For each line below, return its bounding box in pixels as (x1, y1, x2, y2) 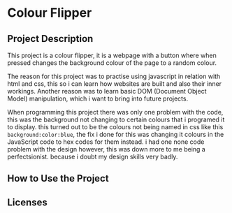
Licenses (7, 196, 48, 208)
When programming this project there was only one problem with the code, (7, 108, 224, 116)
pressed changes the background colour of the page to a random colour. (7, 59, 217, 67)
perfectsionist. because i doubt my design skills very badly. (7, 152, 178, 161)
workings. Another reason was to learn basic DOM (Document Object (7, 87, 207, 95)
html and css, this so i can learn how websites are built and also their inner (7, 80, 222, 88)
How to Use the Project (7, 172, 110, 184)
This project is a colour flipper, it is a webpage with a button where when (7, 51, 217, 59)
